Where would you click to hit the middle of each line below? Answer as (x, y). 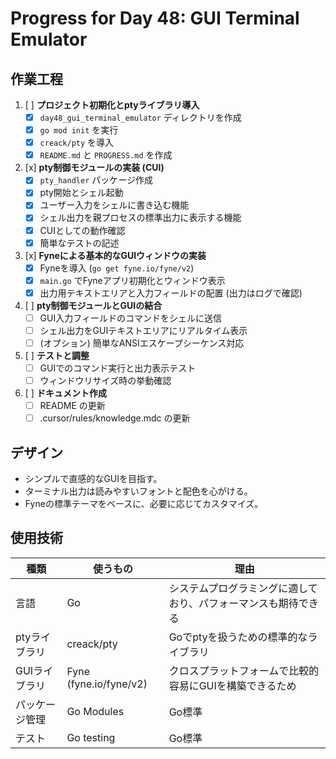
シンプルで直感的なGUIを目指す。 (93, 479)
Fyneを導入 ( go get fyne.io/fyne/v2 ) (117, 268)
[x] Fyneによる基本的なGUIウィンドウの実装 (115, 255)
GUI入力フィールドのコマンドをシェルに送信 (130, 318)
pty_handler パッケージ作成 (96, 180)
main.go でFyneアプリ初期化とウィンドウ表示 (132, 280)
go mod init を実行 (79, 130)
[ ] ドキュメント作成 (65, 393)
